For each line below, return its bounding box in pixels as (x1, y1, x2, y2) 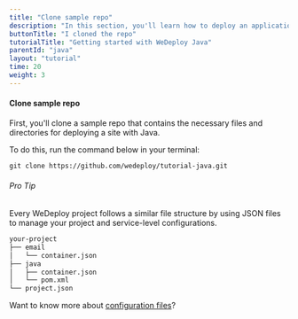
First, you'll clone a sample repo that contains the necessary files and (9, 117, 263, 128)
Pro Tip (9, 181, 36, 191)
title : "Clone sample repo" (9, 12, 114, 22)
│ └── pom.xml (9, 276, 69, 284)
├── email (9, 243, 46, 252)
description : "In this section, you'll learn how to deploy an (9, 21, 248, 30)
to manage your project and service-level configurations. (9, 218, 217, 229)
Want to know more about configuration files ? (9, 300, 176, 311)
